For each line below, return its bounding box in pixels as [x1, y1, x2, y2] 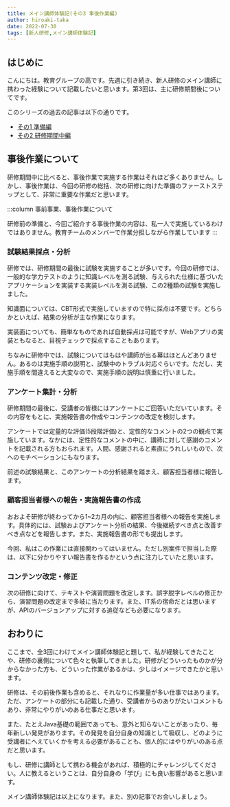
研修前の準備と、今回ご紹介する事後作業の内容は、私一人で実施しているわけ [7, 219, 224, 227]
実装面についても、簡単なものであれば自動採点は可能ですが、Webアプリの [7, 328, 218, 336]
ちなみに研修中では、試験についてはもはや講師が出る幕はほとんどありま [7, 351, 211, 359]
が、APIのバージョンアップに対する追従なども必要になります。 [7, 606, 185, 614]
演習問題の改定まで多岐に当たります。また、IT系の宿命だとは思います [19, 597, 217, 606]
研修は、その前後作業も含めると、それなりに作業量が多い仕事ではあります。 [7, 688, 223, 696]
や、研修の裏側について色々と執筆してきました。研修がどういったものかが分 [7, 656, 223, 664]
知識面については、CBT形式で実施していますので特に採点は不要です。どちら [7, 305, 223, 313]
